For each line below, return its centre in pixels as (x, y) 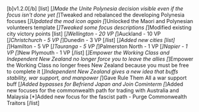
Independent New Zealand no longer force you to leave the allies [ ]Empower (100, 59)
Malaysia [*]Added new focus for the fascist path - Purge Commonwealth (97, 97)
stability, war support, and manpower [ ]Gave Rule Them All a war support (97, 78)
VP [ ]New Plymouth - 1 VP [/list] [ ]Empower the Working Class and (88, 52)
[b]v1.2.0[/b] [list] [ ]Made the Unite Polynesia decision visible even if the (95, 9)
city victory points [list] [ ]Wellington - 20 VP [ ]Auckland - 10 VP (84, 34)
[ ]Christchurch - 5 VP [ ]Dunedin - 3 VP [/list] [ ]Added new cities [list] (91, 40)
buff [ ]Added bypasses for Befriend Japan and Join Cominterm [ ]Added (95, 84)
